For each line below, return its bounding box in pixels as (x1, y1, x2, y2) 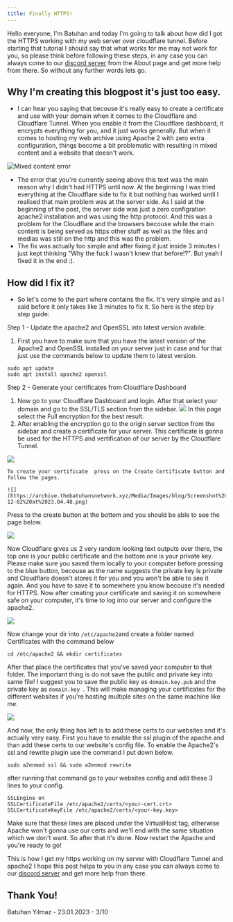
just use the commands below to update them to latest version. (17, 352, 198, 360)
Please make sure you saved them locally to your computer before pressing (7, 559, 223, 567)
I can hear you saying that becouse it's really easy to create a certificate (17, 105, 224, 113)
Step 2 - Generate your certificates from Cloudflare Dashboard (7, 383, 187, 392)
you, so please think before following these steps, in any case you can (7, 51, 208, 60)
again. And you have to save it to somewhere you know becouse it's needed (7, 581, 225, 590)
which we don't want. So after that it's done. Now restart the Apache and (7, 834, 216, 842)
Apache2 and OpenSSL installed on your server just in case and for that (17, 344, 223, 352)
